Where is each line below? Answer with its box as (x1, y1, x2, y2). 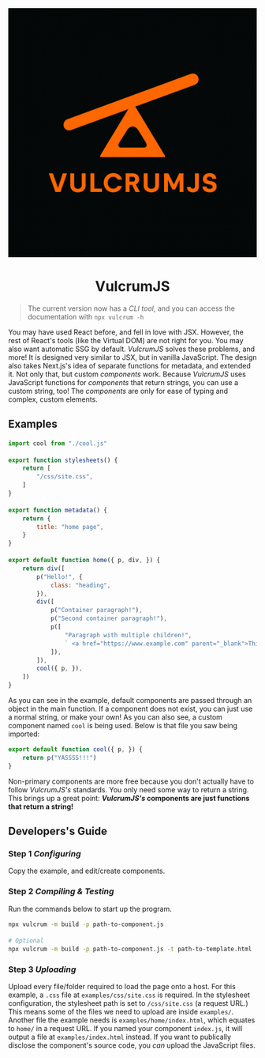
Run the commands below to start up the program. (8, 904, 172, 913)
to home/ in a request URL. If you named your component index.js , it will (8, 1024, 243, 1033)
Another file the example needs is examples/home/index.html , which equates (8, 1015, 256, 1025)
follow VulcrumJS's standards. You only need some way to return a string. (8, 784, 249, 794)
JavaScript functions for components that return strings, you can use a (8, 377, 239, 387)
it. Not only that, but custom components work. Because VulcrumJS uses (8, 369, 246, 379)
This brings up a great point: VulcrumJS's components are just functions (8, 793, 250, 803)
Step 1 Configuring (8, 848, 81, 859)
